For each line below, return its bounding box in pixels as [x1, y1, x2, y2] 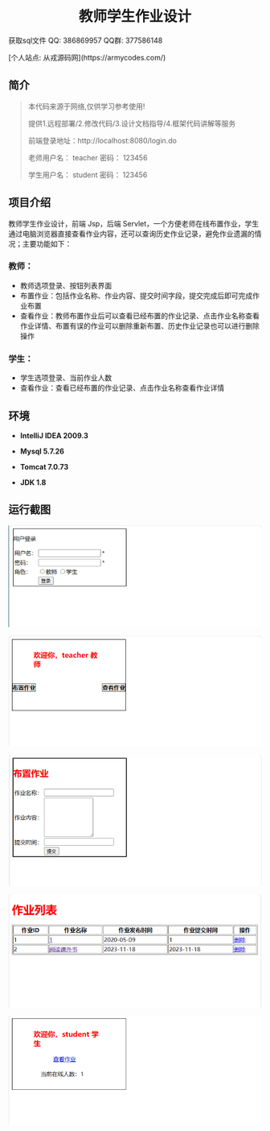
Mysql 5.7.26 [19, 446, 64, 456]
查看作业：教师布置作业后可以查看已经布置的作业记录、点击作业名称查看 [19, 311, 260, 321]
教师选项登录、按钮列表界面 [19, 280, 112, 290]
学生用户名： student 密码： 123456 [27, 170, 148, 180]
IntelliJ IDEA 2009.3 [19, 430, 88, 440]
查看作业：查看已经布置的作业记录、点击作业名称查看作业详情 [19, 383, 225, 393]
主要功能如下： [22, 238, 72, 248]
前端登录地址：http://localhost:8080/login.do [27, 135, 177, 145]
